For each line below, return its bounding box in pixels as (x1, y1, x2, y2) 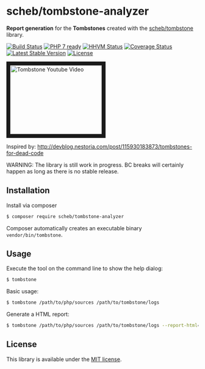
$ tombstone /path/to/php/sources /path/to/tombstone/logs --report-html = (6, 323, 201, 329)
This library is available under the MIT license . (6, 356, 122, 363)
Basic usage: (6, 288, 39, 295)
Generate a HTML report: (6, 310, 70, 318)
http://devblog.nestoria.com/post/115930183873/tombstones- (37, 142, 192, 150)
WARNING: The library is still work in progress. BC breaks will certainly (6, 161, 184, 169)
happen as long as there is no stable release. (6, 167, 119, 175)
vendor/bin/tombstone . (6, 231, 63, 238)
